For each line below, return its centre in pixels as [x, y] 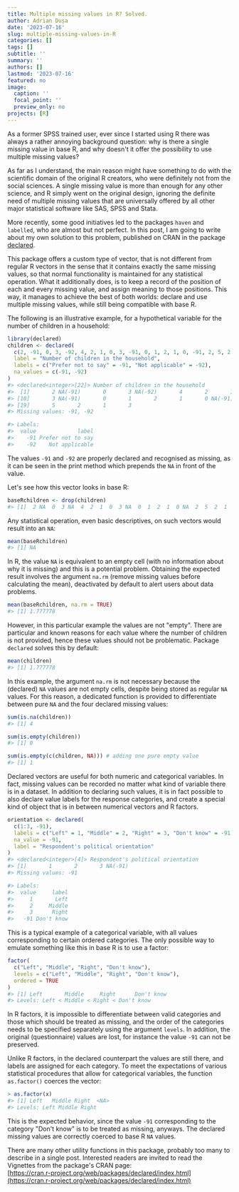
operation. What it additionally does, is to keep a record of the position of [115, 281]
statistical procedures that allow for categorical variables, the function [110, 1074]
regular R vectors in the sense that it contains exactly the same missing [112, 266]
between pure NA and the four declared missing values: [88, 704]
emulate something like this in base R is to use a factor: [88, 948]
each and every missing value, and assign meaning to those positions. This [117, 289]
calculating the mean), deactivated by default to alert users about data [111, 584]
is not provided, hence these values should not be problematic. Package [113, 640]
